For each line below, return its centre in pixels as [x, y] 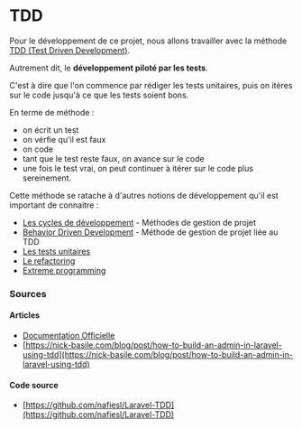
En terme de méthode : [52, 112]
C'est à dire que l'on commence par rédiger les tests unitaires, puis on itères [151, 85]
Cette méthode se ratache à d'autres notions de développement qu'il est [144, 195]
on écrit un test [50, 130]
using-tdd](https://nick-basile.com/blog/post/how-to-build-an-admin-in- [157, 355]
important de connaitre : [54, 205]
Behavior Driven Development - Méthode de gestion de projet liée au [150, 232]
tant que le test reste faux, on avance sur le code [113, 158]
